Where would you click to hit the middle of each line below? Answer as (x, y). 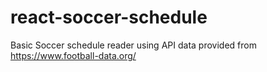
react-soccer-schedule (109, 17)
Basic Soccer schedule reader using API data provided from (133, 45)
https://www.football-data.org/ (73, 55)
